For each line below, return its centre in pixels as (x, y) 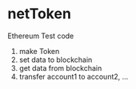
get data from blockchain (60, 68)
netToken (39, 14)
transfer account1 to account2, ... (74, 76)
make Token (39, 51)
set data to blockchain (56, 60)
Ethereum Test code (41, 36)
